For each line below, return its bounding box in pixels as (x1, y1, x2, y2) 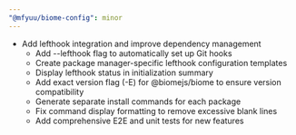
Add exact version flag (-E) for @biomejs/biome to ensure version (35, 76, 282, 87)
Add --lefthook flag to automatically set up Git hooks (35, 47, 232, 59)
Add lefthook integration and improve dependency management (21, 38, 261, 49)
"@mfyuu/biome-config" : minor (8, 13, 123, 23)
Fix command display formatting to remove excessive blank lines (35, 105, 278, 116)
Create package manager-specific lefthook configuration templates (35, 57, 288, 68)
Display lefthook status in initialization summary (35, 67, 214, 78)
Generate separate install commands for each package (35, 96, 242, 107)
